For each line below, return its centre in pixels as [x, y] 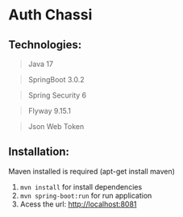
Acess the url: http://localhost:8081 [78, 204]
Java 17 [41, 64]
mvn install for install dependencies [81, 186]
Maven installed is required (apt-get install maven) [92, 171]
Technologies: [45, 45]
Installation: [39, 152]
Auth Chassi [50, 15]
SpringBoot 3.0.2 [56, 79]
